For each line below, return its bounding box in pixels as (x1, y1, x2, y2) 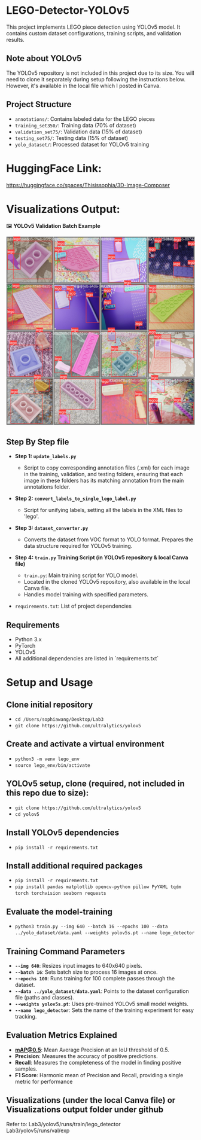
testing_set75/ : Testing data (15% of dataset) (14, 134, 129, 141)
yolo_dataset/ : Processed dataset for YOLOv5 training (14, 141, 150, 148)
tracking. (14, 1013, 37, 1020)
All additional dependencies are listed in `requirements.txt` (14, 655, 159, 662)
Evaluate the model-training (6, 907, 112, 917)
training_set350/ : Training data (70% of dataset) (14, 121, 136, 129)
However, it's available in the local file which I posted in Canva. (6, 82, 161, 89)
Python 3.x (14, 636, 42, 643)
